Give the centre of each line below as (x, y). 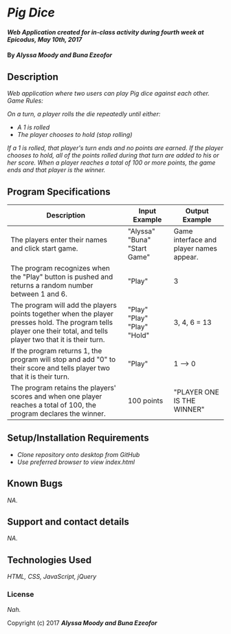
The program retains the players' (64, 388)
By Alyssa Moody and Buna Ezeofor (60, 55)
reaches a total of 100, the (53, 405)
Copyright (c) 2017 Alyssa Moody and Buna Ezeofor (82, 623)
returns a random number (52, 285)
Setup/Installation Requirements (78, 438)
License (21, 595)
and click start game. (44, 248)
